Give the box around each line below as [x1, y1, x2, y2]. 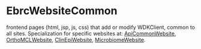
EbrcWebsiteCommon [6, 4, 118, 18]
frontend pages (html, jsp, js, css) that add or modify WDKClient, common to [6, 24, 195, 31]
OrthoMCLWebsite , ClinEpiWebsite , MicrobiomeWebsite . [6, 36, 146, 43]
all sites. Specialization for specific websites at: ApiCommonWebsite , [6, 30, 176, 37]
